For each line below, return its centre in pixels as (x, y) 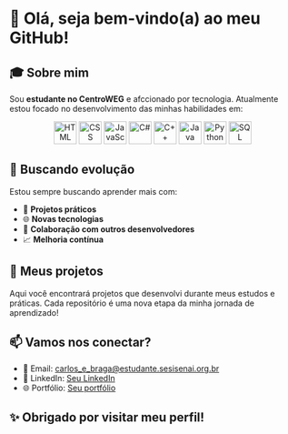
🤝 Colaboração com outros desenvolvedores (109, 229)
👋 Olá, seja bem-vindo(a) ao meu (135, 19)
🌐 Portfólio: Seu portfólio (69, 388)
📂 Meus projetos (57, 272)
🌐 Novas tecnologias (63, 218)
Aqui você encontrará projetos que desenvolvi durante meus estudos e (142, 293)
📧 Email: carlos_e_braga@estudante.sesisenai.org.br (121, 368)
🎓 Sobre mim (49, 72)
